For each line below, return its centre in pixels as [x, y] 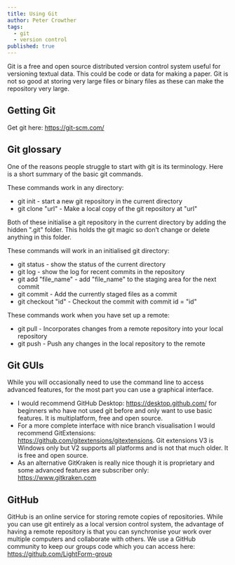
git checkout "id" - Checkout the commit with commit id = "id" [107, 301]
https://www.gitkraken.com [57, 478]
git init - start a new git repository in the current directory [100, 201]
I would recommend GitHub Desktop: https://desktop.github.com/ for [117, 403]
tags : [15, 27]
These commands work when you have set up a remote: [88, 315]
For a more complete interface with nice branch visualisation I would [116, 426]
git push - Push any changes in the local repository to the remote [111, 343]
